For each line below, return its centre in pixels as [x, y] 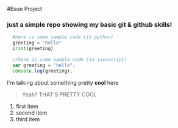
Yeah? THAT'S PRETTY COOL [59, 94]
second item [31, 113]
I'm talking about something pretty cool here [63, 82]
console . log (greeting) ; [42, 71]
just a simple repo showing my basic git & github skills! [90, 24]
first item [27, 106]
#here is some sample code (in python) [63, 37]
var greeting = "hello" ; [44, 65]
